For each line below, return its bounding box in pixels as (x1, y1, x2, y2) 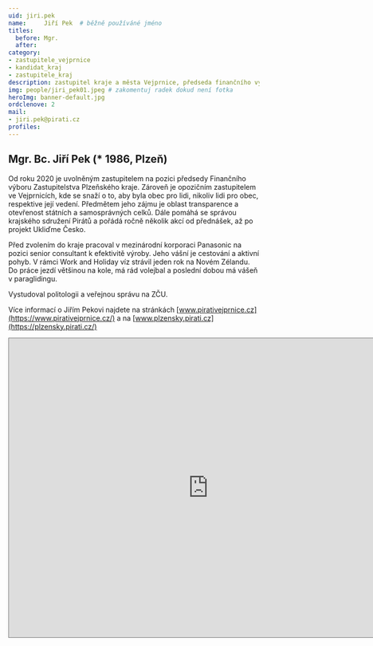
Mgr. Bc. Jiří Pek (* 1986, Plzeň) (8, 152, 168, 166)
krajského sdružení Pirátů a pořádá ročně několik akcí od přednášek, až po (8, 216, 253, 226)
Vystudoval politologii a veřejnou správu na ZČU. (8, 289, 168, 299)
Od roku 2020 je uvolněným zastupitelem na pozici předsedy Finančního (8, 173, 247, 183)
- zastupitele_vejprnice (8, 57, 91, 65)
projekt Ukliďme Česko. (8, 224, 86, 234)
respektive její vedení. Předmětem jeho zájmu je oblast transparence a (8, 199, 239, 208)
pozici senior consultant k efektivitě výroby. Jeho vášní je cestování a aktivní (8, 248, 260, 258)
